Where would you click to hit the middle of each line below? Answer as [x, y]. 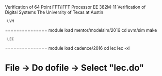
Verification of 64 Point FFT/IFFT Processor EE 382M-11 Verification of [75, 7]
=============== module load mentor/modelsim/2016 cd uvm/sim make [81, 30]
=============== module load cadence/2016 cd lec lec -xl [67, 48]
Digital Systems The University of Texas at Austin [54, 12]
